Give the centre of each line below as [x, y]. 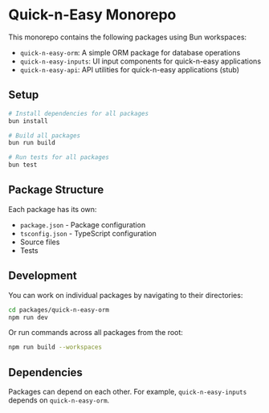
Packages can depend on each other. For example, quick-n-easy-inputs [128, 392]
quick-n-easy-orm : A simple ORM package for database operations [130, 52]
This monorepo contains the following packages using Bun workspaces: [128, 37]
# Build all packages [45, 135]
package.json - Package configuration [83, 225]
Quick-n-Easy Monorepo [92, 15]
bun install [28, 121]
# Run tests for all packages [59, 157]
